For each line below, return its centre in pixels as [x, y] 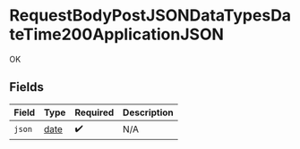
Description [148, 112]
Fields [27, 87]
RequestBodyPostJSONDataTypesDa [150, 16]
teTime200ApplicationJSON [116, 34]
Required [94, 112]
